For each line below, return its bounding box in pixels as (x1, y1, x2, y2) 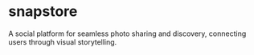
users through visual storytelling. (8, 37, 117, 46)
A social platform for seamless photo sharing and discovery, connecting (8, 29, 247, 38)
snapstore (8, 2, 78, 21)
